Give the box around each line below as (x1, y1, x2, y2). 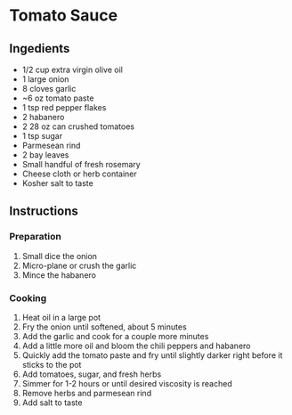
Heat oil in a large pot (21, 312, 101, 322)
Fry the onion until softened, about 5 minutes (21, 321, 187, 332)
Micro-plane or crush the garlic (21, 260, 137, 271)
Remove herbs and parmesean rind (21, 387, 152, 398)
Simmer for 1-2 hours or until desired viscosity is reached (21, 378, 233, 388)
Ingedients (9, 41, 70, 56)
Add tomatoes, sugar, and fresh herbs (21, 369, 162, 379)
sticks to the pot (21, 359, 82, 370)
